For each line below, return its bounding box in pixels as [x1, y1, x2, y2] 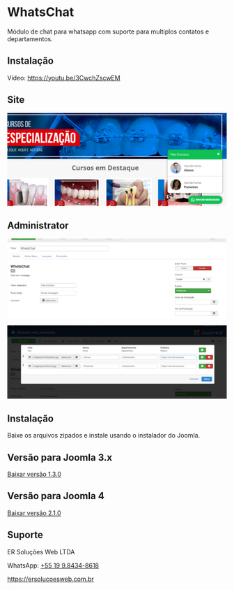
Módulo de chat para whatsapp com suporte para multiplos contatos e [7, 27, 210, 36]
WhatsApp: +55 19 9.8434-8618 [7, 561, 100, 570]
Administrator [7, 220, 69, 231]
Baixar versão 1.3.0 [7, 470, 61, 479]
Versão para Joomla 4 [7, 490, 104, 502]
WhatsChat [7, 4, 75, 20]
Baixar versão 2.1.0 [7, 508, 61, 517]
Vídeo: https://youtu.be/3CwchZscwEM [7, 73, 120, 82]
